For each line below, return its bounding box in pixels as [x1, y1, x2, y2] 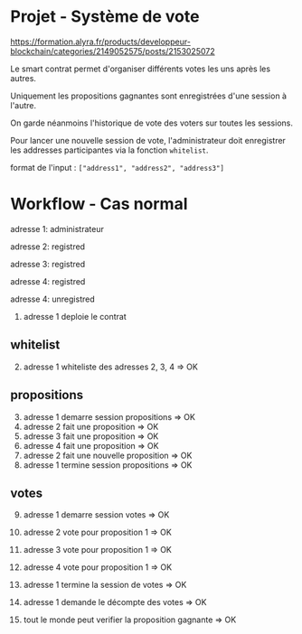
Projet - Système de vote [10, 6, 200, 27]
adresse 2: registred [10, 241, 85, 252]
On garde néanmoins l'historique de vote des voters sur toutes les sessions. [10, 117, 293, 128]
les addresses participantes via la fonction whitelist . [10, 145, 209, 155]
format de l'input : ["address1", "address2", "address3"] [10, 162, 225, 172]
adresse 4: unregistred [10, 294, 95, 304]
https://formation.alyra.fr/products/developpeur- [10, 36, 191, 47]
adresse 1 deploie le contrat [23, 311, 127, 322]
